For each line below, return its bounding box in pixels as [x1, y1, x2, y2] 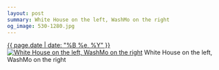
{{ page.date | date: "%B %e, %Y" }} [7, 41, 111, 50]
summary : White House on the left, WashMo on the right [7, 16, 170, 23]
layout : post [7, 10, 44, 17]
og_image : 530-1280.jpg [7, 22, 75, 29]
